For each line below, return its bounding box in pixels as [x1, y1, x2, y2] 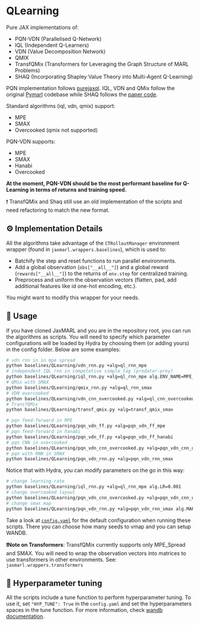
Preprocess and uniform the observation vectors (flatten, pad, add [14, 276, 176, 283]
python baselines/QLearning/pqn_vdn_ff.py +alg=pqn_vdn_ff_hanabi [6, 434, 174, 440]
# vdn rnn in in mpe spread [6, 357, 76, 363]
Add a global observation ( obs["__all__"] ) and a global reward [14, 263, 169, 270]
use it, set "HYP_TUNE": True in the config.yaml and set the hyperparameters [6, 600, 192, 607]
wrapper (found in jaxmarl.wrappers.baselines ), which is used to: [6, 245, 167, 253]
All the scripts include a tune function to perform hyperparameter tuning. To [6, 594, 191, 601]
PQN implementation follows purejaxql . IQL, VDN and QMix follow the [6, 84, 175, 91]
